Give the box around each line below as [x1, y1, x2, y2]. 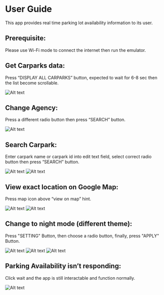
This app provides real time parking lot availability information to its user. [5, 20, 153, 26]
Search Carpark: [5, 141, 57, 149]
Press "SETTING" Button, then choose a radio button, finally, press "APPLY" [5, 233, 160, 239]
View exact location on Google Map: [5, 183, 119, 191]
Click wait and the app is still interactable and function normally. [5, 275, 135, 281]
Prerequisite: [5, 34, 46, 42]
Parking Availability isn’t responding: [5, 262, 122, 270]
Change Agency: [5, 104, 58, 112]
